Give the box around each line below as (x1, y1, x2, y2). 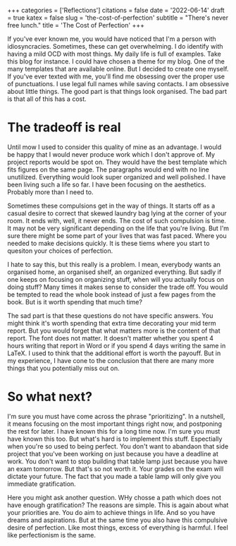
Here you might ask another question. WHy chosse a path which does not (7, 493, 222, 502)
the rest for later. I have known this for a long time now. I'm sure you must (7, 427, 221, 435)
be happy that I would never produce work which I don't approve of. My (7, 150, 216, 158)
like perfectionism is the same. (7, 530, 97, 539)
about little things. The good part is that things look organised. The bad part (7, 88, 228, 95)
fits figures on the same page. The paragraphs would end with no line (7, 165, 209, 174)
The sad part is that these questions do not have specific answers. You (7, 311, 213, 320)
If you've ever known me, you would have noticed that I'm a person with (7, 35, 216, 43)
